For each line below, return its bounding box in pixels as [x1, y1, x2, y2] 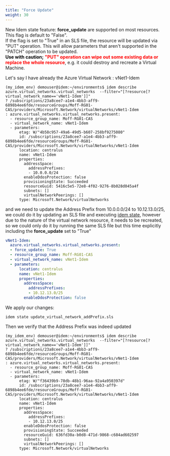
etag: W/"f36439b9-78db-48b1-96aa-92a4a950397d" [18, 378, 125, 384]
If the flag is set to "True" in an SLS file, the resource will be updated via [5, 37, 158, 44]
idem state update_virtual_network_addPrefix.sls [5, 314, 114, 319]
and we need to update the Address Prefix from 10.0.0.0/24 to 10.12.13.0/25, [5, 206, 165, 212]
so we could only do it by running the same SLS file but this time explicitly [5, 222, 161, 229]
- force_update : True [10, 247, 56, 252]
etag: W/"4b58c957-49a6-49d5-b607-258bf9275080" [18, 130, 125, 135]
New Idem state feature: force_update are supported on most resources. [5, 26, 160, 32]
